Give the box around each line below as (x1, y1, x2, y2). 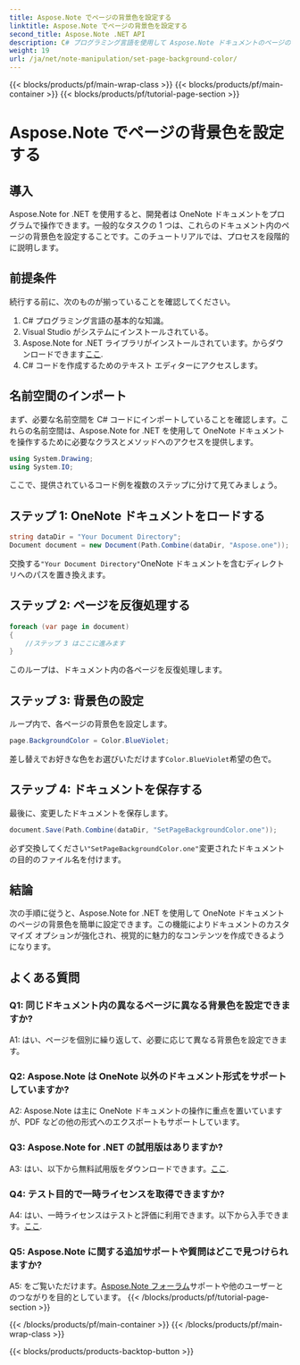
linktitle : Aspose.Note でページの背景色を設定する (9, 21, 188, 30)
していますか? (9, 1084, 70, 1096)
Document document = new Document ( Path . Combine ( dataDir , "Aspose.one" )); (9, 541, 290, 550)
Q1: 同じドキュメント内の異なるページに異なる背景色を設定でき (9, 999, 281, 1011)
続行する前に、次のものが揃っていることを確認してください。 (9, 296, 236, 306)
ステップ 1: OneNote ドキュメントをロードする (9, 508, 265, 523)
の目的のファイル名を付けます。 (9, 854, 127, 865)
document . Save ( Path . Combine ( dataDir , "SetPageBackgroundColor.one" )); (9, 825, 278, 834)
